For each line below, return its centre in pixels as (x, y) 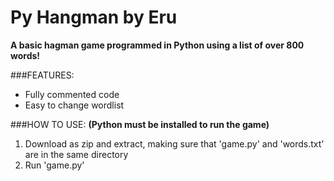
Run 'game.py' (54, 165)
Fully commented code (72, 94)
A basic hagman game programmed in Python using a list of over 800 (157, 45)
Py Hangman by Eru (94, 17)
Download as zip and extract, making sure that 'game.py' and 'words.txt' (174, 143)
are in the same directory (76, 154)
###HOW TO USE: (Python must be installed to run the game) (140, 124)
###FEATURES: (42, 75)
